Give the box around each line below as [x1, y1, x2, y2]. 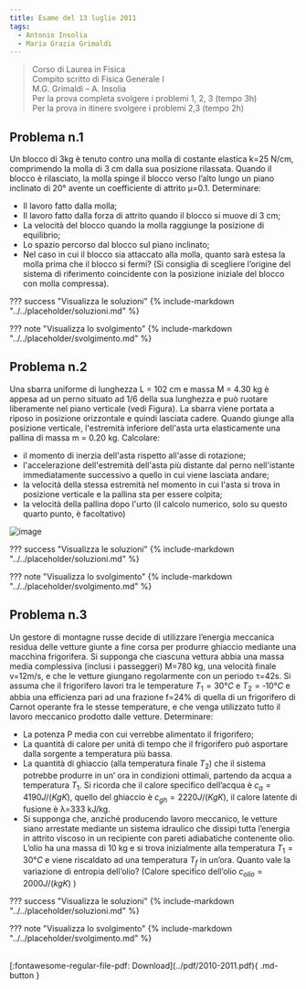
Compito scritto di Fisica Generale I [31, 74, 164, 85]
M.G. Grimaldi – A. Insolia [31, 83, 126, 94]
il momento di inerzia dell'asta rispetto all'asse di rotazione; [22, 450, 247, 461]
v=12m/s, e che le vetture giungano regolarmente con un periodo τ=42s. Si [9, 670, 291, 681]
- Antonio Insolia [17, 30, 89, 39]
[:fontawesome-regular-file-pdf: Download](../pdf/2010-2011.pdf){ [9, 961, 259, 972]
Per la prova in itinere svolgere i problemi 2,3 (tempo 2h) [31, 102, 245, 114]
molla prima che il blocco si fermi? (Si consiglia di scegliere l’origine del [22, 259, 291, 270]
